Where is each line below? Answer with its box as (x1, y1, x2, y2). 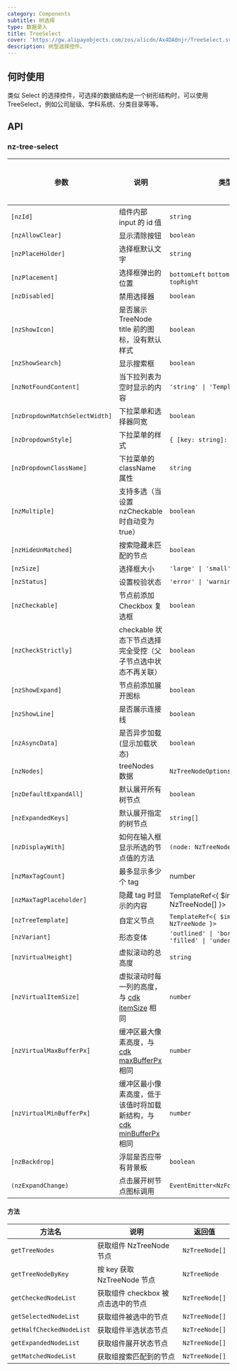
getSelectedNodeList (11, 1312, 80, 1320)
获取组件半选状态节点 (97, 1325, 169, 1335)
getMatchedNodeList (11, 1352, 76, 1360)
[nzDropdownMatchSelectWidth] (11, 412, 113, 420)
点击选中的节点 (97, 1298, 147, 1308)
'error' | (169, 578, 202, 585)
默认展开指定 (119, 808, 162, 818)
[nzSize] (11, 564, 40, 572)
